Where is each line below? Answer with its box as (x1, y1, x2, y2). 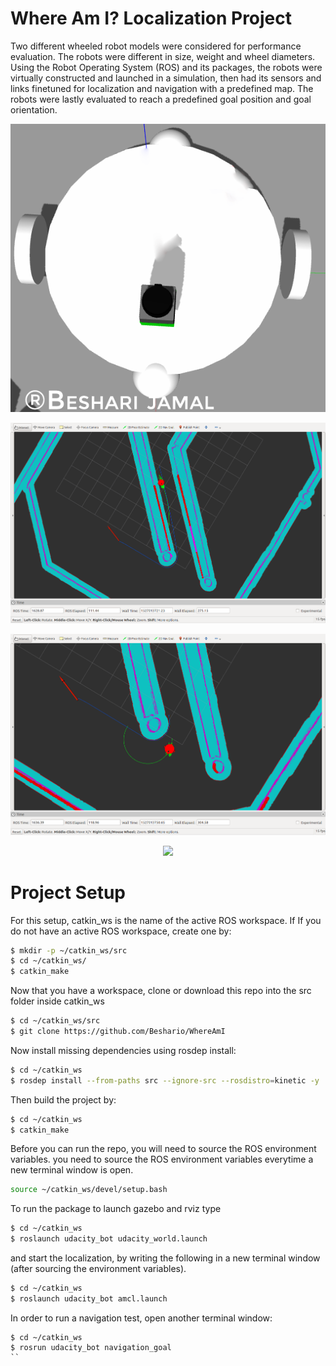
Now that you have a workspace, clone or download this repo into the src (10, 985, 312, 997)
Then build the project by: (10, 1093, 117, 1106)
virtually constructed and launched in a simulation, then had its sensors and (10, 72, 322, 84)
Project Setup (10, 881, 127, 904)
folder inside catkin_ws (10, 995, 105, 1007)
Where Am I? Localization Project (10, 7, 293, 30)
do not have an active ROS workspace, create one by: (10, 925, 232, 937)
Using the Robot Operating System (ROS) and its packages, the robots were (10, 61, 323, 73)
